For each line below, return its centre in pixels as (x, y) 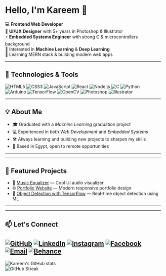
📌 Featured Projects (36, 171)
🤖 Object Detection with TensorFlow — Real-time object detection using (85, 194)
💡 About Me (24, 112)
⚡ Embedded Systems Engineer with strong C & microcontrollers (72, 37)
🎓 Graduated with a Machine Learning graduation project (71, 124)
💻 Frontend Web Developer (34, 24)
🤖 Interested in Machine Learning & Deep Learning (57, 49)
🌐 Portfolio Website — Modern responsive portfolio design (72, 188)
